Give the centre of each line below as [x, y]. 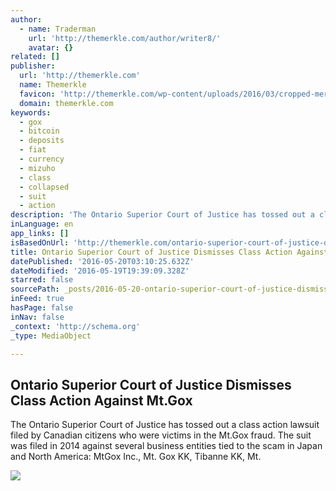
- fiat [33, 150]
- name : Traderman [58, 29]
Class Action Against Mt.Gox [101, 400]
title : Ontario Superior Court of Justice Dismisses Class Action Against [169, 252]
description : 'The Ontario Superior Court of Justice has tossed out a [162, 215]
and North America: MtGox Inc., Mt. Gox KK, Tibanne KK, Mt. [136, 457]
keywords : [31, 112]
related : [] [35, 57]
